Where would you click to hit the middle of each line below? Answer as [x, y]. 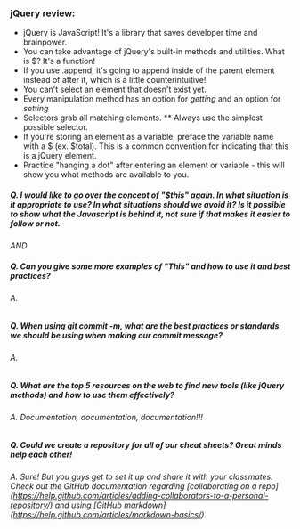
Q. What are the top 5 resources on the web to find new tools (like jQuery [147, 385]
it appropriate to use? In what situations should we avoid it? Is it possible [148, 204]
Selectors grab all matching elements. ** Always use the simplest [143, 118]
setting [36, 109]
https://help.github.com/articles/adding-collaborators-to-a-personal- [141, 496]
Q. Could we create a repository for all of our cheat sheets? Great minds [146, 444]
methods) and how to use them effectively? [92, 395]
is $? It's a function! [59, 61]
